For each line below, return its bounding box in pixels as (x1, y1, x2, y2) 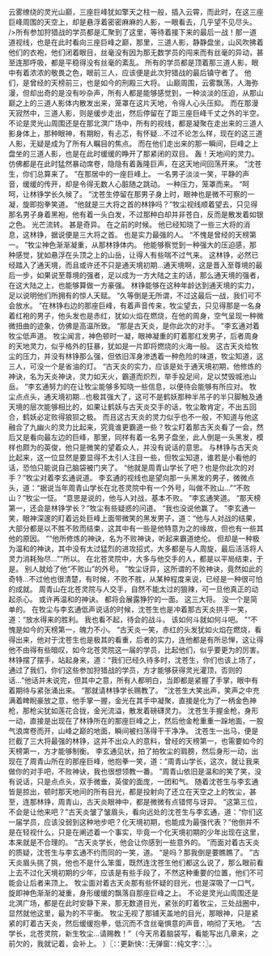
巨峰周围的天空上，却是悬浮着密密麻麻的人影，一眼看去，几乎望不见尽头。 (8, 17, 257, 27)
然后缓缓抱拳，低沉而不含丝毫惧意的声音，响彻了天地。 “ (64, 919, 255, 928)
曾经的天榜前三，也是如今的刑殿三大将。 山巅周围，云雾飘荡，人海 (29, 78, 252, 87)
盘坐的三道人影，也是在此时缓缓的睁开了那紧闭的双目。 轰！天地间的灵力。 (8, 149, 259, 158)
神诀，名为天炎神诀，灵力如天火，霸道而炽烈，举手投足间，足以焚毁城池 (8, 372, 249, 381)
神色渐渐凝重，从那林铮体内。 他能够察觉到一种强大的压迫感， (41, 240, 250, 250)
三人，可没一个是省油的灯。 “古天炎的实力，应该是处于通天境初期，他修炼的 (8, 361, 262, 371)
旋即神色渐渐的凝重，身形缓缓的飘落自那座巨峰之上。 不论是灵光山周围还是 (8, 888, 259, 898)
